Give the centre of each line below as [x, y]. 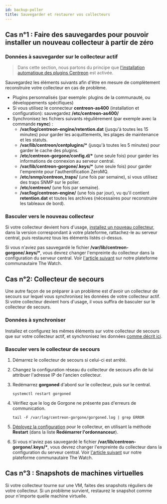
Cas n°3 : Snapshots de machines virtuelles [74, 473]
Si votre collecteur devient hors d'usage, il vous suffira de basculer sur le [80, 302]
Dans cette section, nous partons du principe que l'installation [81, 67]
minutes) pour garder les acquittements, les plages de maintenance [89, 135]
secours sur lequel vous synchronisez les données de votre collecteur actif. [83, 296]
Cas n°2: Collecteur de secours [55, 279]
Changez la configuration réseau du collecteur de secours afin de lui [83, 369]
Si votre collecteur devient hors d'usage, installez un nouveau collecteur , [80, 227]
